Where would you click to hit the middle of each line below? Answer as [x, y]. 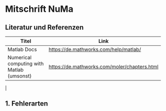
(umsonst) [20, 76]
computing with [26, 64]
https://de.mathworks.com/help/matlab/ [95, 49]
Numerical [20, 57]
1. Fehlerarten [27, 104]
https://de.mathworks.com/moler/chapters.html [104, 67]
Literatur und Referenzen [44, 27]
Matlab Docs [22, 49]
